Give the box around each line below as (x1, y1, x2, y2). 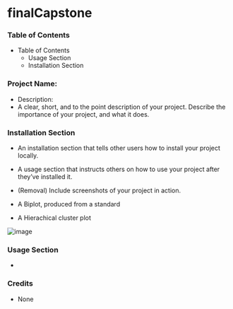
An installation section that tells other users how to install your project (17, 144, 221, 153)
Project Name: (7, 79, 58, 89)
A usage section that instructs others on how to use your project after (17, 165, 220, 174)
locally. (17, 151, 39, 160)
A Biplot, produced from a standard (17, 200, 121, 209)
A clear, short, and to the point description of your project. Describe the (17, 103, 226, 111)
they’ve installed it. (17, 173, 73, 181)
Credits (7, 279, 33, 288)
